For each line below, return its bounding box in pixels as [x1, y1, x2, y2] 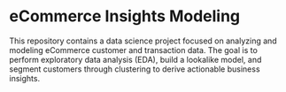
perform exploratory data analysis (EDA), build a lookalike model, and [9, 54, 262, 65]
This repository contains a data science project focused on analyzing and [9, 35, 277, 46]
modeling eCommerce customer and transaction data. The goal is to [9, 44, 259, 55]
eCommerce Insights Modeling [9, 6, 241, 27]
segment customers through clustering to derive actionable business [9, 64, 260, 74]
